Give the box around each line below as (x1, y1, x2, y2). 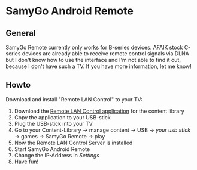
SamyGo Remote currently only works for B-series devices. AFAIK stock (5, 44, 183, 51)
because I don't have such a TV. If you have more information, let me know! (5, 63, 192, 70)
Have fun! (14, 158, 39, 165)
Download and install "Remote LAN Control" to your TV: (5, 95, 143, 103)
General (5, 28, 37, 38)
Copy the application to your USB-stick (14, 113, 111, 120)
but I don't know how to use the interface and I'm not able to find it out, (5, 57, 181, 63)
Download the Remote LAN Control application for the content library (14, 107, 185, 115)
